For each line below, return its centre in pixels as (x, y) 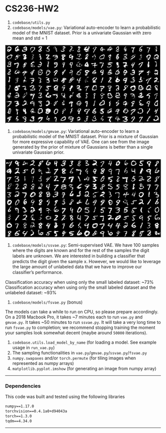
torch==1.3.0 (19, 416)
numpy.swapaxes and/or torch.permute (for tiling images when (74, 358)
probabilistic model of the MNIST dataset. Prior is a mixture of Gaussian (85, 136)
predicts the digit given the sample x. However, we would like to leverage (86, 261)
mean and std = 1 (30, 38)
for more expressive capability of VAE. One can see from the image (81, 142)
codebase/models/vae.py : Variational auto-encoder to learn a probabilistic (86, 27)
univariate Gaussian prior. (38, 152)
